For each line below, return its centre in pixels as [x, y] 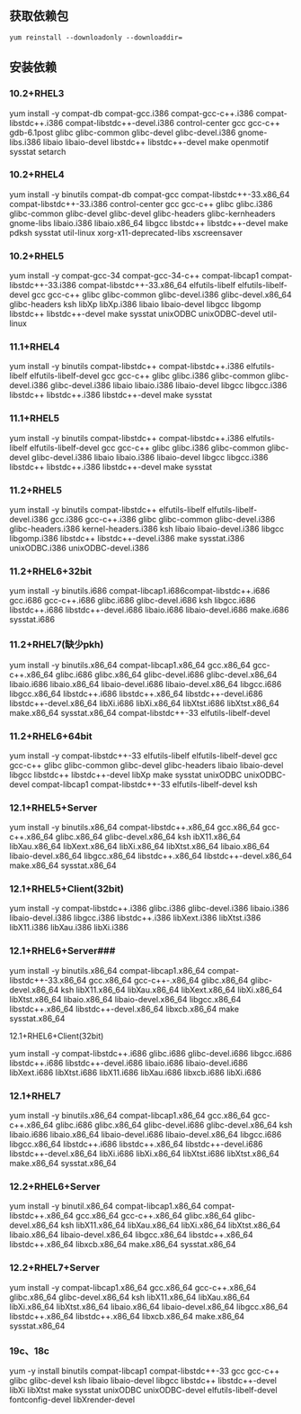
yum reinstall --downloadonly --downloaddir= [96, 37]
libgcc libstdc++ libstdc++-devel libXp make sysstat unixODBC [126, 775]
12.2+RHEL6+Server [55, 1186]
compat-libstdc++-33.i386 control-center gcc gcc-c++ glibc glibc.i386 [141, 204]
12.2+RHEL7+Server [55, 1268]
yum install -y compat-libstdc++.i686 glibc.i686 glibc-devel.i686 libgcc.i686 [150, 1053]
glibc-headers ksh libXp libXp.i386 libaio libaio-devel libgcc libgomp [136, 304]
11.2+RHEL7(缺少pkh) [57, 645]
